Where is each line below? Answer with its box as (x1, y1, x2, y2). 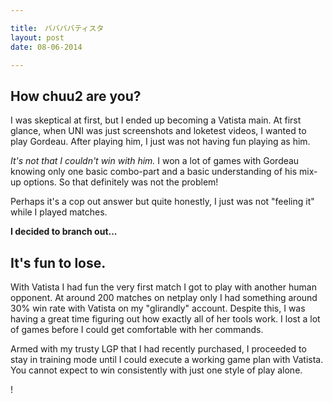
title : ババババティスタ (10, 23, 105, 33)
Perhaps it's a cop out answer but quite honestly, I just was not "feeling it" (10, 196, 315, 208)
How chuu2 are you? (10, 87, 142, 105)
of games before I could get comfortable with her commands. (10, 324, 264, 335)
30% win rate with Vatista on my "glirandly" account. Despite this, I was (10, 302, 306, 314)
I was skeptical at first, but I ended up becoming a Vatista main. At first (10, 114, 302, 126)
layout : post (10, 32, 65, 43)
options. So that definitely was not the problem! (23, 176, 219, 188)
